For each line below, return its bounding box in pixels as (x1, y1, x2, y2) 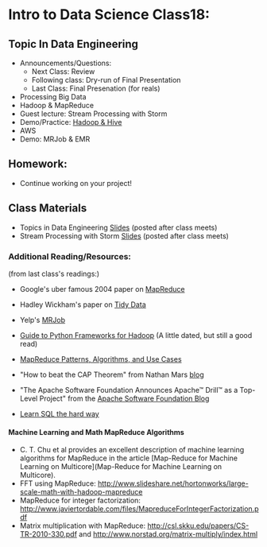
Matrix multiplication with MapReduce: (19, 521, 146, 530)
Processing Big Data (19, 92, 87, 101)
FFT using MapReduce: (19, 479, 97, 488)
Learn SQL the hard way (19, 409, 99, 418)
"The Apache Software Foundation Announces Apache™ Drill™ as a (19, 385, 238, 394)
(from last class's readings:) (8, 269, 100, 278)
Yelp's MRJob (19, 315, 66, 324)
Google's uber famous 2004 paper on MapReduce (19, 284, 185, 293)
